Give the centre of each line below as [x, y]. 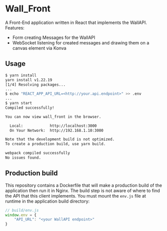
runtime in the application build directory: [47, 201]
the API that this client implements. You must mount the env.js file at [76, 196]
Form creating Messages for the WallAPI [54, 37]
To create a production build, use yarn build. [56, 144]
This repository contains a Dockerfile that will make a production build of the [83, 185]
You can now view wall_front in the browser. [53, 117]
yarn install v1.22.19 [29, 80]
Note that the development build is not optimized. [60, 139]
